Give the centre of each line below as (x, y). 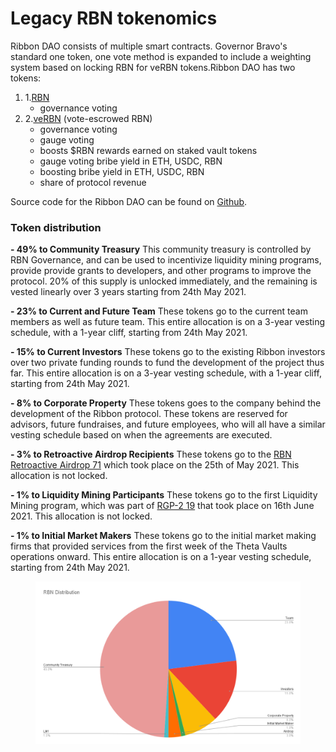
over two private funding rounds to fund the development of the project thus (167, 363)
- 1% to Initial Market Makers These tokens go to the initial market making (163, 536)
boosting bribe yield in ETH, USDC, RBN (122, 171)
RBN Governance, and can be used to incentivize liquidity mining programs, (166, 260)
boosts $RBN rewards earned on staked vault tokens (148, 150)
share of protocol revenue (93, 182)
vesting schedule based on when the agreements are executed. (141, 435)
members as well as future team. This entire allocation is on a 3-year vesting (168, 322)
